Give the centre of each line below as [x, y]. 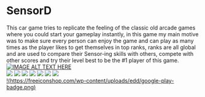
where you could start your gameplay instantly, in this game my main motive [102, 34]
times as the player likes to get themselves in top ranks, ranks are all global [101, 47]
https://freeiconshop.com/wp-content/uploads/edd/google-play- [92, 80]
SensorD [29, 11]
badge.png [20, 87]
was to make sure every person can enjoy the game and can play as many [100, 41]
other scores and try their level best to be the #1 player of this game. [93, 60]
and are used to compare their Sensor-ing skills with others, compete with [100, 53]
